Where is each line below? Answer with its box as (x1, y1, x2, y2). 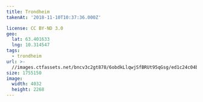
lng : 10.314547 (11, 42, 50, 48)
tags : (6, 47, 20, 54)
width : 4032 (11, 81, 42, 87)
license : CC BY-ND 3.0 (6, 25, 63, 31)
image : (6, 76, 23, 82)
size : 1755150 (6, 70, 42, 76)
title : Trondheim (6, 8, 50, 15)
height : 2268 (11, 86, 45, 93)
